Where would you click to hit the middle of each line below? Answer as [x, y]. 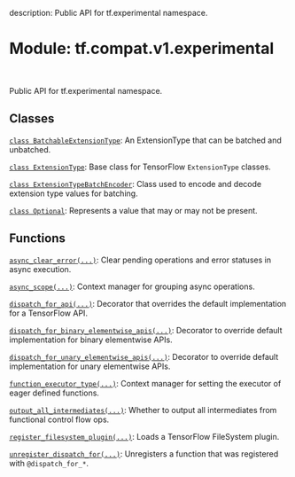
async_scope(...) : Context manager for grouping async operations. [132, 286]
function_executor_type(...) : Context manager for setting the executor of [145, 383]
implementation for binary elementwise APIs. [91, 340]
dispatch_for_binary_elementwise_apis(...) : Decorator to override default [146, 330]
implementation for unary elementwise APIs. [90, 366]
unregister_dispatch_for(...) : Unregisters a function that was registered [144, 454]
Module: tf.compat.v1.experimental [142, 49]
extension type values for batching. [74, 193]
